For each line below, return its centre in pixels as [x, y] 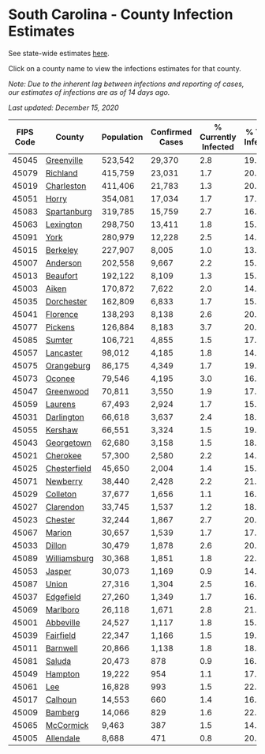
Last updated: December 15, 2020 [64, 107]
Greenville [64, 160]
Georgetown [69, 443]
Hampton [63, 673]
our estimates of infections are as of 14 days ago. [89, 92]
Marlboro [63, 609]
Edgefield [63, 597]
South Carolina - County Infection [121, 15]
